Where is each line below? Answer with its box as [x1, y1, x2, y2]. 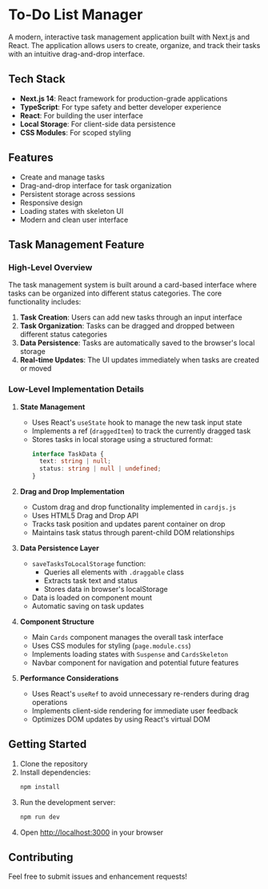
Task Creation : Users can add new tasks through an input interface [19, 312, 242, 322]
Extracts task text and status [43, 576, 138, 585]
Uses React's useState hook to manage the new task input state [31, 417, 242, 427]
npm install [19, 782, 60, 790]
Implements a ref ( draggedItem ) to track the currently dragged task [31, 426, 251, 436]
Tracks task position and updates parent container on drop [31, 519, 226, 529]
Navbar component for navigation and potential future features [31, 658, 239, 668]
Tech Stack [8, 72, 66, 86]
